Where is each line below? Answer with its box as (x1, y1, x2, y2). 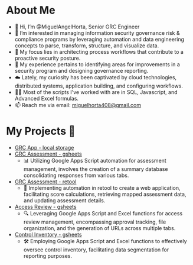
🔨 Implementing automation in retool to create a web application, (23, 184, 181, 191)
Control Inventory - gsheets (14, 231, 82, 238)
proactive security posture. (14, 54, 81, 62)
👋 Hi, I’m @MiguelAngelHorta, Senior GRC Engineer (14, 23, 140, 30)
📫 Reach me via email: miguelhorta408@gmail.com (14, 101, 142, 108)
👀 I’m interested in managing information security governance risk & (14, 29, 180, 36)
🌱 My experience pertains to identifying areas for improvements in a (14, 60, 180, 68)
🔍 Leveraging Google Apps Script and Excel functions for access (23, 209, 183, 216)
